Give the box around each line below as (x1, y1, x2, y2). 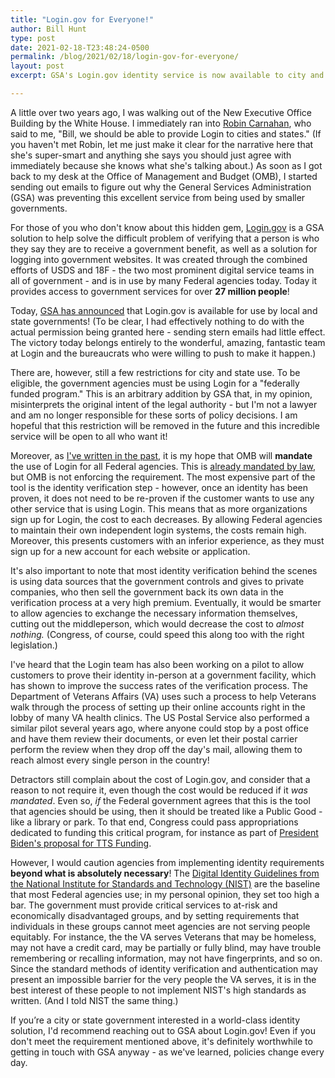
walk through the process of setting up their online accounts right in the (10, 701, 306, 713)
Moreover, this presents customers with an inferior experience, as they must (10, 534, 325, 546)
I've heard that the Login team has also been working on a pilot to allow (10, 658, 305, 670)
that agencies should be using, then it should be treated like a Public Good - (10, 805, 323, 817)
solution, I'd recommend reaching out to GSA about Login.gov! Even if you (10, 1024, 316, 1036)
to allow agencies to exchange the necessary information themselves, (10, 607, 298, 619)
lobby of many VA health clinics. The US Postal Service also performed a (10, 711, 310, 723)
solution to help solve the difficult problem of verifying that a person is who (10, 232, 320, 244)
